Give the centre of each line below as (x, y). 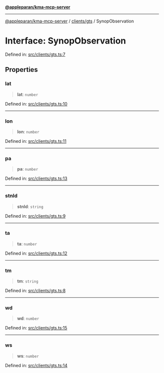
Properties (21, 70)
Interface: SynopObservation (65, 41)
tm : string (28, 281)
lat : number (27, 94)
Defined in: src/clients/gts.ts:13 (36, 178)
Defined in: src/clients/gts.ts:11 (36, 141)
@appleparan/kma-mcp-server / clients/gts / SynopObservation (70, 21)
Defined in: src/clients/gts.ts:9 (35, 216)
